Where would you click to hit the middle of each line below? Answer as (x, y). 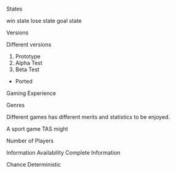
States (14, 9)
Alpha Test (29, 63)
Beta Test (27, 69)
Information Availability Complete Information (63, 152)
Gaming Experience (31, 93)
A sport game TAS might (37, 129)
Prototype (28, 56)
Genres (16, 105)
